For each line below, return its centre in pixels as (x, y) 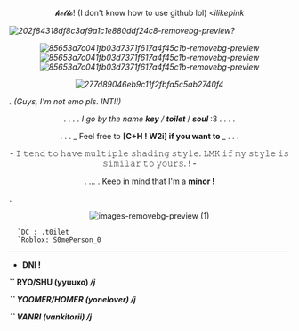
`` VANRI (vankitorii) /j (51, 317)
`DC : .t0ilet (43, 232)
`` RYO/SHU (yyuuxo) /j (53, 282)
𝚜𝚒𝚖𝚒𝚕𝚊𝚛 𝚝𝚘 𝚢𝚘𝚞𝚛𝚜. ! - (149, 163)
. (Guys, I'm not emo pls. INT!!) (65, 101)
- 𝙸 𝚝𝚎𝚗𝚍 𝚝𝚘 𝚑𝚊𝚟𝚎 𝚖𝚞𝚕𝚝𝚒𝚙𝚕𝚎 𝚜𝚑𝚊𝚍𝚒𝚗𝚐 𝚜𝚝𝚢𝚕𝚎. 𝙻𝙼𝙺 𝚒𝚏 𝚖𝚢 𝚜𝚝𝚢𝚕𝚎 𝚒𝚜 (149, 153)
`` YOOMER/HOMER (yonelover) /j (73, 299)
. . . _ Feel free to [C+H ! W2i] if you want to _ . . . (149, 136)
